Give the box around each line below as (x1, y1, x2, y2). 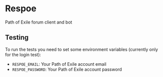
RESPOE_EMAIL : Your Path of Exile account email (12, 61, 107, 67)
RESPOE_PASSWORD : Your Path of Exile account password (12, 66, 122, 72)
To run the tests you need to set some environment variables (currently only (5, 46, 158, 52)
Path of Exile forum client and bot (5, 19, 72, 25)
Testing (5, 33, 29, 42)
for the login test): (5, 51, 42, 57)
